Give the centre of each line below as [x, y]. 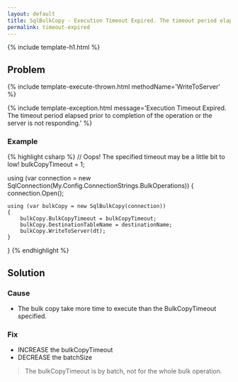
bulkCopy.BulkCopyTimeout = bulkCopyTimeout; [89, 219]
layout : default [31, 14]
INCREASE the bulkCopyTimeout [65, 350]
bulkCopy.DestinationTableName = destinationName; [96, 225]
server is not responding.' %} [50, 123]
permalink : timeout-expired [49, 27]
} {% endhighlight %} [38, 251]
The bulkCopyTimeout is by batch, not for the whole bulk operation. [123, 371]
